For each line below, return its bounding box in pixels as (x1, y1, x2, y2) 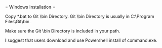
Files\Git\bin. (5, 19, 31, 24)
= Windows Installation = (5, 4, 56, 10)
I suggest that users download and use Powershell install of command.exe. (5, 37, 158, 43)
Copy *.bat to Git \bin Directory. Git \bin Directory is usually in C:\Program (5, 14, 155, 19)
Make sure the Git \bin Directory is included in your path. (5, 28, 120, 33)
